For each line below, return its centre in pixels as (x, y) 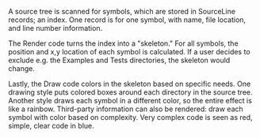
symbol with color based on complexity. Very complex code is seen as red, (130, 117)
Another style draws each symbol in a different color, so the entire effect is (130, 101)
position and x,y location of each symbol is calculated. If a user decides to (130, 52)
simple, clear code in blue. (51, 126)
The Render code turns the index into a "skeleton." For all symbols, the (124, 43)
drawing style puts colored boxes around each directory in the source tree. (130, 92)
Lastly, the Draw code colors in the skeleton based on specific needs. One (130, 84)
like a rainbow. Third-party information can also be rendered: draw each (126, 109)
